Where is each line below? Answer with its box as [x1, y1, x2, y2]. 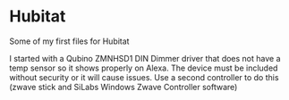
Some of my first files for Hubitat [9, 36, 130, 46]
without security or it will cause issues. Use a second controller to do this [9, 71, 279, 82]
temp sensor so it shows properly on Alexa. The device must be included [9, 62, 278, 73]
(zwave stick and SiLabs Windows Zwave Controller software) [9, 81, 238, 92]
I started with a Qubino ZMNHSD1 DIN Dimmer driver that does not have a [9, 53, 281, 63]
